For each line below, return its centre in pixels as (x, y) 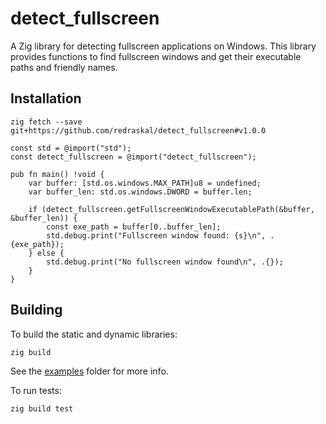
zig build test (42, 409)
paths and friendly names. (64, 67)
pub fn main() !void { (57, 174)
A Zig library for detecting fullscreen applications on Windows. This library (163, 46)
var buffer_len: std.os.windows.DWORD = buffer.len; (140, 192)
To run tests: (36, 391)
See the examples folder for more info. (89, 371)
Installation (46, 98)
